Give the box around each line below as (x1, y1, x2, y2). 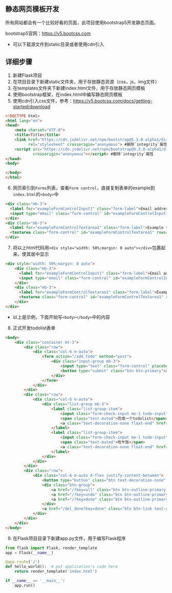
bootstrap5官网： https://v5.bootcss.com (5, 30, 91, 36)
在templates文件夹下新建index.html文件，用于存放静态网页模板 (12, 85, 145, 91)
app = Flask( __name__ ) (5, 550, 54, 555)
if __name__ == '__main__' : (5, 578, 66, 583)
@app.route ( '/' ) (5, 559, 40, 564)
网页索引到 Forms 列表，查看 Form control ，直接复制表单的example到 (12, 185, 155, 191)
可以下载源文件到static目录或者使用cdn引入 (12, 41, 104, 47)
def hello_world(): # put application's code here (5, 564, 118, 569)
